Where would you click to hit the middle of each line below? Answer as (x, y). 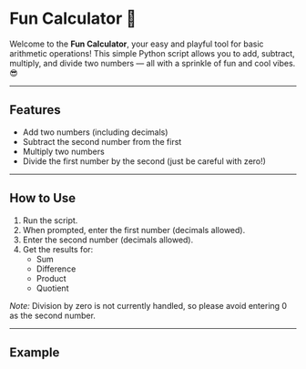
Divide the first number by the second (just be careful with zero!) (144, 161)
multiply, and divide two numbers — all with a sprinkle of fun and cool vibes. (153, 63)
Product (51, 278)
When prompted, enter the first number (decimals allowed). (134, 230)
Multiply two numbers (63, 151)
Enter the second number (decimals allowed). (108, 240)
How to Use (43, 198)
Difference (56, 269)
